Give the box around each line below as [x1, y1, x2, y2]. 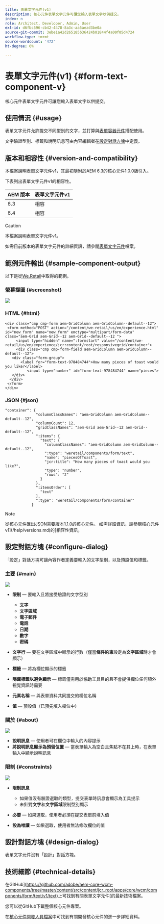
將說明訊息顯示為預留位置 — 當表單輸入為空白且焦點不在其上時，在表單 [12, 744, 157, 750]
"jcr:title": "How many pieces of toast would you [44, 459, 150, 464]
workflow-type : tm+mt [5, 35, 49, 40]
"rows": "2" [44, 472, 69, 477]
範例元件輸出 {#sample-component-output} [5, 259, 141, 267]
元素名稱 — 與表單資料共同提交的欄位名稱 [12, 693, 96, 698]
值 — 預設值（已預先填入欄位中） [12, 703, 79, 709]
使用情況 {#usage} [5, 114, 62, 122]
